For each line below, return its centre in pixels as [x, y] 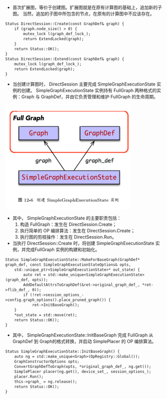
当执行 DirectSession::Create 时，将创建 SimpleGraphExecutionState [83, 243]
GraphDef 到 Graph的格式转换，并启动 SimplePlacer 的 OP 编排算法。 [84, 341]
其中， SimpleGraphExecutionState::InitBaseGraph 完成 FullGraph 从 [83, 335]
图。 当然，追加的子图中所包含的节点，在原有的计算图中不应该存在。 [83, 14]
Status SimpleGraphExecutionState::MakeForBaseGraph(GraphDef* [73, 260]
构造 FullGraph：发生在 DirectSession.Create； [68, 224]
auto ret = [35, 275]
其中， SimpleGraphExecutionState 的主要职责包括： [67, 218]
